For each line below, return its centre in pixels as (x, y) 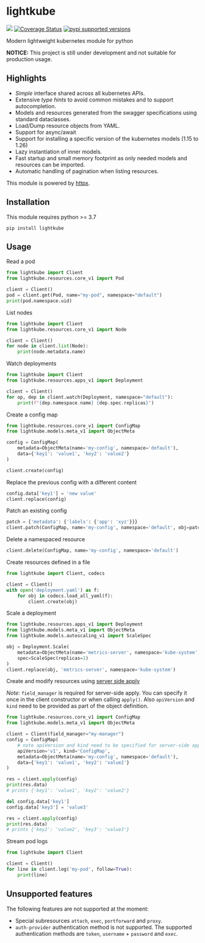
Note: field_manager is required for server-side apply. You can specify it (97, 693)
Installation (28, 202)
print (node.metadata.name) (52, 352)
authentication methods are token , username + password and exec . (96, 933)
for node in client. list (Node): (47, 346)
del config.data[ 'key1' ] (38, 801)
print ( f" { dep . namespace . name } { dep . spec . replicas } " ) (86, 403)
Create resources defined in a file (48, 562)
